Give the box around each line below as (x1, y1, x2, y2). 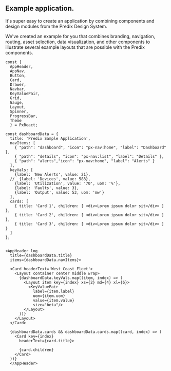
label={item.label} (32, 289, 74, 294)
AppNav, (10, 68, 27, 73)
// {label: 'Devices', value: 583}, (10, 176, 91, 181)
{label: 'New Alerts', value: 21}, (14, 172, 91, 177)
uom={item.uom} (32, 293, 66, 299)
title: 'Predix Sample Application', (10, 136, 91, 141)
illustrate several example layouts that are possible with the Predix (5, 44, 145, 50)
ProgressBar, (10, 113, 38, 119)
